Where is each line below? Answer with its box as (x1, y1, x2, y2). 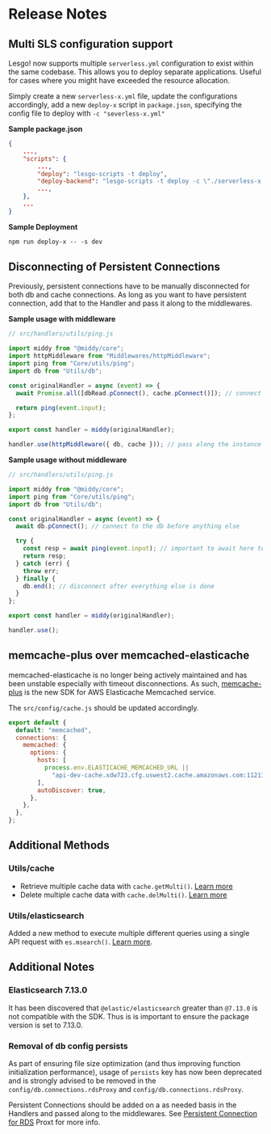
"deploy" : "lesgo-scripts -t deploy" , (37, 170, 168, 178)
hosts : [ (37, 757, 67, 765)
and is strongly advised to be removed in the (8, 1076, 156, 1086)
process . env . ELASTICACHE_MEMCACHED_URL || (44, 764, 190, 772)
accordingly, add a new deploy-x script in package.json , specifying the (8, 100, 242, 109)
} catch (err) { (15, 559, 70, 567)
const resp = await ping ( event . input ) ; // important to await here (23, 545, 254, 553)
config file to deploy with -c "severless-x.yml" (8, 108, 165, 118)
